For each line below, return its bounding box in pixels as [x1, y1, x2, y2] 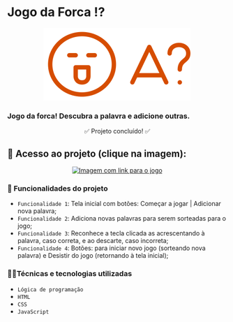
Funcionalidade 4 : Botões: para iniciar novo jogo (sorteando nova [17, 244, 206, 252]
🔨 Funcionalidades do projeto [7, 183, 108, 193]
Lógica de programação [17, 286, 84, 293]
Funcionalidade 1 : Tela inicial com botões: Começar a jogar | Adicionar [17, 200, 222, 208]
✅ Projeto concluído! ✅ [84, 127, 151, 136]
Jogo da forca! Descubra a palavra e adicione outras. [7, 111, 190, 121]
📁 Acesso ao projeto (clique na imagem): [7, 147, 187, 159]
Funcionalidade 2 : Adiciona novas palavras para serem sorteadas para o [17, 214, 227, 223]
